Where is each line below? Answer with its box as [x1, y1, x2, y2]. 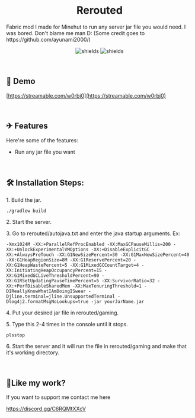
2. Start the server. [6, 219, 52, 226]
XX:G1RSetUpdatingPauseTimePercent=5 [6, 278, 100, 284]
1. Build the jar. [6, 196, 42, 204]
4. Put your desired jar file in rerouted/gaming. [6, 309, 119, 316]
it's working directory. [6, 349, 60, 356]
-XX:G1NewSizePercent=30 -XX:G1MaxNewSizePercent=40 [56, 252, 190, 258]
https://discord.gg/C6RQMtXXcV [6, 405, 86, 413]
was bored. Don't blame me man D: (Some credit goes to [6, 29, 145, 36]
